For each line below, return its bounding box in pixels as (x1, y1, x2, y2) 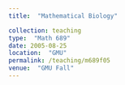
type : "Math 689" (8, 34, 71, 42)
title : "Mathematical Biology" (8, 11, 118, 20)
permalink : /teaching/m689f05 (8, 57, 111, 65)
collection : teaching (8, 26, 82, 35)
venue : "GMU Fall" (8, 64, 75, 73)
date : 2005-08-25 (8, 41, 67, 49)
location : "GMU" (8, 49, 67, 57)
